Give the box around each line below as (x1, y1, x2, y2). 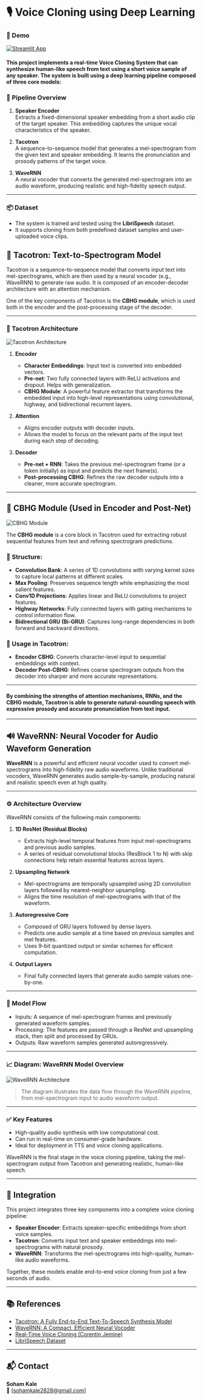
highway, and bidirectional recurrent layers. (24, 401, 132, 408)
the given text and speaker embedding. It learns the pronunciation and (14, 151, 190, 158)
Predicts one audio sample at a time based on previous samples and (24, 929, 195, 936)
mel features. (24, 936, 57, 943)
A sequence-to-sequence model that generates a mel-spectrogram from (14, 144, 196, 152)
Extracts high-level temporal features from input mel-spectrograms (24, 837, 192, 844)
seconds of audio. (6, 1274, 51, 1282)
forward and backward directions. (14, 624, 100, 632)
